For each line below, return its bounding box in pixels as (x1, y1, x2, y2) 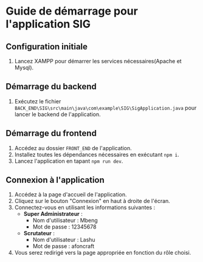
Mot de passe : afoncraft (32, 243, 95, 250)
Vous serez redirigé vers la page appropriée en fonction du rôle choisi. (14, 249, 191, 257)
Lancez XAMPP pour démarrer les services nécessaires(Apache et (14, 58, 182, 64)
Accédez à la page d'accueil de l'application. (14, 191, 127, 198)
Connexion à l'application (5, 175, 105, 185)
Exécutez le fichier (14, 97, 61, 105)
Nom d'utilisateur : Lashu (32, 236, 95, 244)
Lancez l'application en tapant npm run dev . (14, 157, 123, 165)
